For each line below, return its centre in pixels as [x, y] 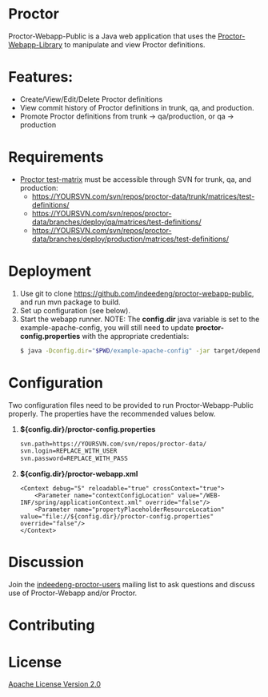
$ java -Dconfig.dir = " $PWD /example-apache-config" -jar [115, 351]
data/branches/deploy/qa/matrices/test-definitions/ [116, 222]
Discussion [46, 562]
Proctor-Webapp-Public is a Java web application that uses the [112, 36]
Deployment [50, 271]
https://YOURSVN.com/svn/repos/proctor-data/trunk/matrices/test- [143, 196]
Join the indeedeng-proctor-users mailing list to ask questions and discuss [132, 585]
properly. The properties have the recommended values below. [112, 413]
